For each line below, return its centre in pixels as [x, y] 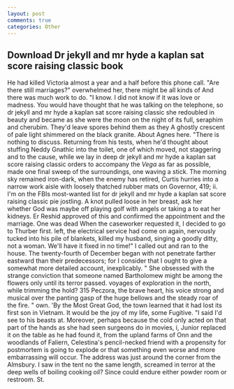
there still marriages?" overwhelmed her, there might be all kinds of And [111, 90]
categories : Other [34, 27]
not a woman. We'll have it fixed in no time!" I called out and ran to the [108, 246]
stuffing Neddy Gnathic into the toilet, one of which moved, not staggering [114, 149]
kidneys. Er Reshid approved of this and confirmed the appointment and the [116, 216]
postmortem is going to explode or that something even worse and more [111, 350]
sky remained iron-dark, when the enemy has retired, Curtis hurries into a [113, 179]
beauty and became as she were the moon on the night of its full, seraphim [115, 120]
